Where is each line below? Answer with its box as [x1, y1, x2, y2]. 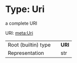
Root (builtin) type [8, 41, 51, 48]
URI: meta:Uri [5, 30, 33, 36]
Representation [8, 49, 44, 56]
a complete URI [5, 20, 37, 26]
